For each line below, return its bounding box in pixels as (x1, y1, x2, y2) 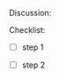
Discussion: (9, 8, 52, 18)
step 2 (21, 59, 46, 70)
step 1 (21, 42, 44, 52)
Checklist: (9, 25, 46, 35)
